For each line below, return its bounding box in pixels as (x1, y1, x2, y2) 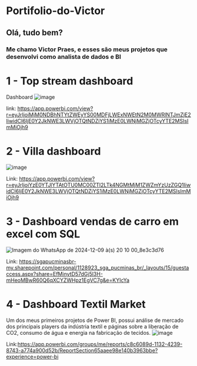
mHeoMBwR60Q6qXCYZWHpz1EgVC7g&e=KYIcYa (6, 277, 130, 284)
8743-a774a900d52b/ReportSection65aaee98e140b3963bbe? (6, 347, 158, 354)
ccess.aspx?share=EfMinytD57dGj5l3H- (6, 271, 103, 278)
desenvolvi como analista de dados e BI (6, 52, 122, 61)
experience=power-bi (6, 353, 59, 360)
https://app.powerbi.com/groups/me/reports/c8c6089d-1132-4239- (17, 341, 183, 348)
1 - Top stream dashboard (6, 74, 133, 88)
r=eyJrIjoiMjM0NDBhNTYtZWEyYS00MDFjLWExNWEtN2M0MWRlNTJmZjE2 (6, 111, 191, 118)
